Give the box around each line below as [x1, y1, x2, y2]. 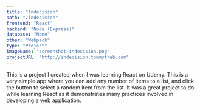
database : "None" [6, 32, 50, 38]
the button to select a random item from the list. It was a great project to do [6, 83, 195, 91]
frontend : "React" [6, 20, 53, 26]
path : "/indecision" [6, 15, 59, 21]
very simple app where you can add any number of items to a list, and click [6, 77, 195, 84]
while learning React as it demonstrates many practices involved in [6, 90, 174, 97]
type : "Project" [6, 43, 47, 49]
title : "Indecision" [6, 9, 59, 15]
